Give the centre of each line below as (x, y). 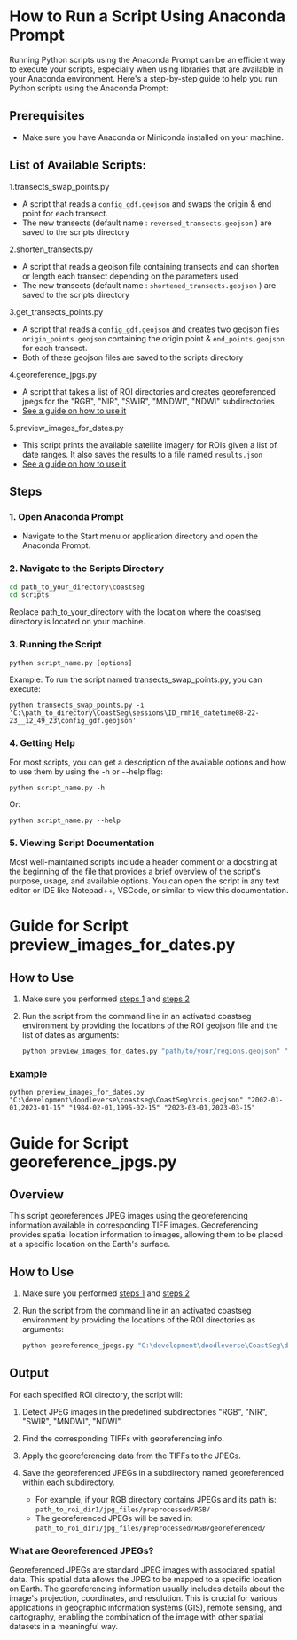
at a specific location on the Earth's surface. (90, 1244)
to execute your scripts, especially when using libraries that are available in (146, 69)
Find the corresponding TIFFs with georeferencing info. (123, 1438)
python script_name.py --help (65, 820)
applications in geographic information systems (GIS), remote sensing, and (146, 1608)
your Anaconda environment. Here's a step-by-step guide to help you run (143, 78)
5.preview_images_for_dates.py (66, 428)
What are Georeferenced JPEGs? (82, 1550)
